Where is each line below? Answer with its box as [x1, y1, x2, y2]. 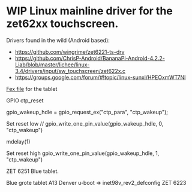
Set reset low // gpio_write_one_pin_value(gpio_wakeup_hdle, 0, [6, 120, 164, 127]
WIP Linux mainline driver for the [6, 4, 173, 18]
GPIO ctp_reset [6, 97, 44, 104]
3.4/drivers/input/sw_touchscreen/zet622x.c [14, 67, 126, 74]
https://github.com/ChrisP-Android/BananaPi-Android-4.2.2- [14, 54, 165, 62]
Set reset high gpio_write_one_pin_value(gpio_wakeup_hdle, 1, [6, 150, 160, 157]
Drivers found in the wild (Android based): [6, 36, 110, 44]
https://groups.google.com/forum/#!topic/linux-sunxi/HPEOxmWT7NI [14, 74, 186, 81]
